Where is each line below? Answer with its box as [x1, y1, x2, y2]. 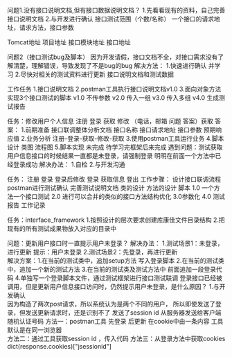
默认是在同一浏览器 [7, 326, 62, 334]
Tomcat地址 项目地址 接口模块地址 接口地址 [7, 38, 131, 46]
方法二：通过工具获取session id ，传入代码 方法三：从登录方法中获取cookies [7, 335, 226, 342]
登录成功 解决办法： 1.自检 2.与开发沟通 [12, 160, 126, 168]
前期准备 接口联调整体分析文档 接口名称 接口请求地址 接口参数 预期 [25, 125, 216, 134]
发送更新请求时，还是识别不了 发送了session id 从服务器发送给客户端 [25, 308, 222, 317]
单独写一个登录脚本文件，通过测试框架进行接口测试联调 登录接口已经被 [20, 274, 223, 282]
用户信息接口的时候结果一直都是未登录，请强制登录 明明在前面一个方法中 [7, 152, 215, 159]
